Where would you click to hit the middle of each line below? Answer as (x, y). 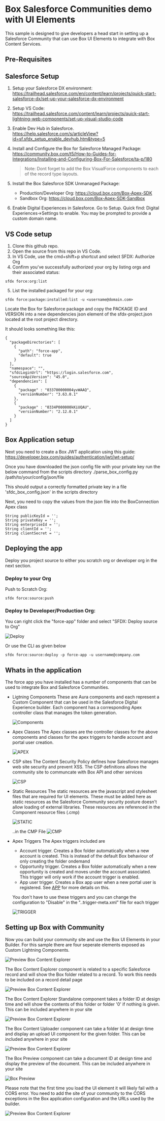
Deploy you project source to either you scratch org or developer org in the (81, 560)
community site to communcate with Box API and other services (77, 772)
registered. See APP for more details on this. (65, 887)
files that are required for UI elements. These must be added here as (82, 796)
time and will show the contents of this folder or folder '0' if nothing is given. (82, 1004)
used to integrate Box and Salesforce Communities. (57, 687)
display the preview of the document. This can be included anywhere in (78, 1064)
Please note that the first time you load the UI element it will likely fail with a (82, 1088)
